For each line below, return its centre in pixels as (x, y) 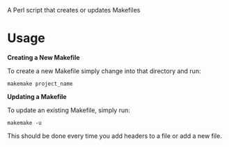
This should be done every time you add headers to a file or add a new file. (115, 136)
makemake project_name (40, 84)
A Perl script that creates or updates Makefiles (74, 10)
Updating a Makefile (37, 96)
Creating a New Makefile (44, 57)
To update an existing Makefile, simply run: (69, 110)
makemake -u (24, 123)
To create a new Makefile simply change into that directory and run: (104, 71)
